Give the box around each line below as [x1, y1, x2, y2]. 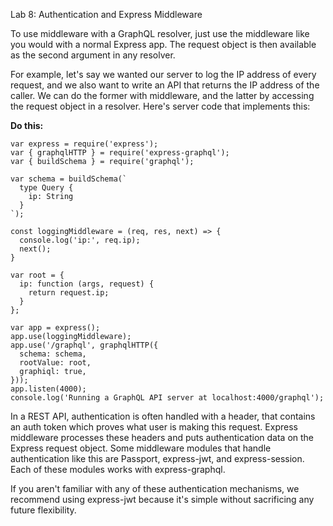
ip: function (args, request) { [19, 279, 155, 289]
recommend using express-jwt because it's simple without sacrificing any [10, 494, 315, 505]
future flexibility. [10, 504, 77, 516]
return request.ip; [28, 288, 110, 298]
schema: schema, [19, 349, 87, 359]
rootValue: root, [19, 358, 92, 368]
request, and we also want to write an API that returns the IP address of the [10, 79, 320, 91]
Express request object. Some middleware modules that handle [10, 442, 272, 454]
